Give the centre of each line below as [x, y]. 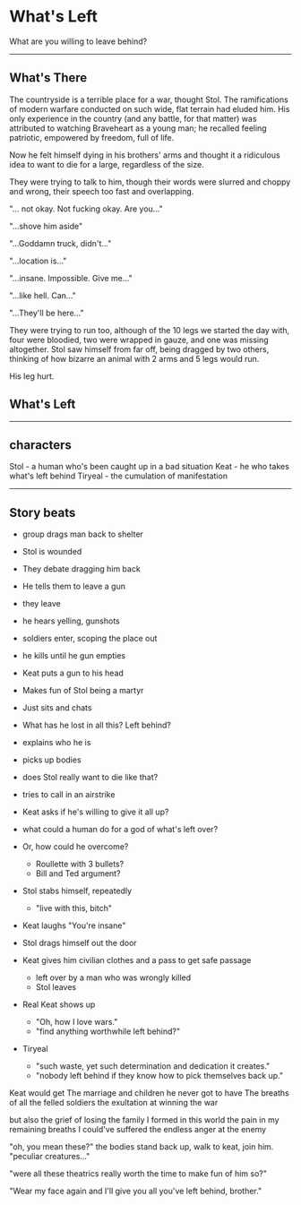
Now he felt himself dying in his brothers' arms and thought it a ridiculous [145, 155]
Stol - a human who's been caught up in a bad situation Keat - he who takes [149, 467]
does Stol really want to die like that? [90, 778]
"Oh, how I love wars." [77, 1022]
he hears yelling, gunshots [71, 621]
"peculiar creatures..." [50, 1157]
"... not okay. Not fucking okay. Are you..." [86, 209]
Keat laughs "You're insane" [74, 925]
